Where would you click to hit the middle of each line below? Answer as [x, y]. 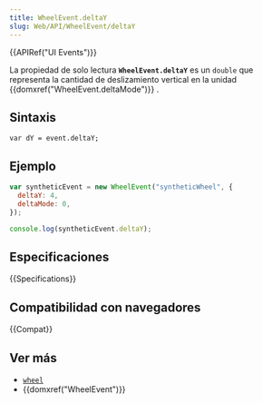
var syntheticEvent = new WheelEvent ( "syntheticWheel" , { [121, 187]
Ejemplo [33, 166]
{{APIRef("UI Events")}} [54, 52]
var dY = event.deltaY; [54, 138]
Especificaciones [59, 256]
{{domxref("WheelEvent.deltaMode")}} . [84, 89]
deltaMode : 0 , [44, 204]
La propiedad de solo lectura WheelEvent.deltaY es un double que [131, 70]
